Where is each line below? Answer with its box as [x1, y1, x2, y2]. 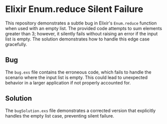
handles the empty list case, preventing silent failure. [5, 112, 114, 118]
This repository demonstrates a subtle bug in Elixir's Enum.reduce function [5, 20, 157, 26]
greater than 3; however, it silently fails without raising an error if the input [5, 30, 158, 36]
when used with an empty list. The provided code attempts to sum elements [5, 25, 162, 31]
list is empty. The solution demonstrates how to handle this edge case [5, 36, 150, 42]
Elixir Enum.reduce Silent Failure [5, 3, 143, 15]
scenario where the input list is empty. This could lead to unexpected [5, 74, 148, 80]
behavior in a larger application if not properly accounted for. [5, 79, 131, 85]
